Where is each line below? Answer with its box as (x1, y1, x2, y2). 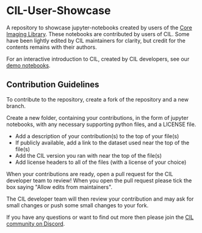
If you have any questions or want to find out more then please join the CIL (6, 213, 194, 221)
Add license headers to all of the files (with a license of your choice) (15, 158, 187, 166)
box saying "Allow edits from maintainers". (6, 183, 113, 190)
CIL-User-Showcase (6, 4, 111, 18)
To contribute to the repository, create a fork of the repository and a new (6, 95, 189, 103)
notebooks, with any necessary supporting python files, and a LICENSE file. (6, 120, 197, 128)
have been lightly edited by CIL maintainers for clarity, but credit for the (6, 37, 186, 44)
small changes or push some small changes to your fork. (6, 201, 149, 209)
